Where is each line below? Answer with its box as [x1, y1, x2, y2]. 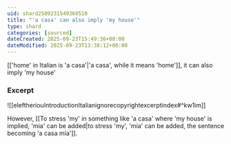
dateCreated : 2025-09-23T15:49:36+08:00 [7, 36, 125, 43]
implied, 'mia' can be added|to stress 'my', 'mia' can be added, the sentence [7, 122, 225, 130]
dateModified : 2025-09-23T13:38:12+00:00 [7, 42, 128, 49]
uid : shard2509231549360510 [7, 10, 88, 17]
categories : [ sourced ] [7, 29, 72, 37]
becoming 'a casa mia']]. [7, 129, 78, 138]
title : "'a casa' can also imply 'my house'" [7, 17, 140, 23]
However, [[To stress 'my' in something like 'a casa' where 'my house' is [7, 114, 212, 123]
